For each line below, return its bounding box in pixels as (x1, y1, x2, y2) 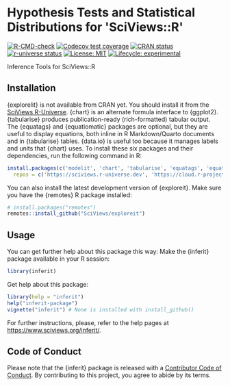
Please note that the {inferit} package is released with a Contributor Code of (7, 364, 222, 372)
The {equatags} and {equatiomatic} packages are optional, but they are (7, 122, 209, 131)
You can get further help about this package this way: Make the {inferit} (7, 248, 209, 256)
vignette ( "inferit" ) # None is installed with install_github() (7, 306, 194, 313)
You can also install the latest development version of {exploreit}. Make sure (7, 183, 222, 192)
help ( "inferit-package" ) (7, 300, 78, 307)
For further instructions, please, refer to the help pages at (7, 318, 169, 326)
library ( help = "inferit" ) (7, 293, 84, 300)
